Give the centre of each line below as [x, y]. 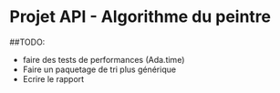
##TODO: [27, 42]
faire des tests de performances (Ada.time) [104, 59]
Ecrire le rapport [53, 78]
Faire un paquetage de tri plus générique [99, 69]
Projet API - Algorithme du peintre [140, 17]
